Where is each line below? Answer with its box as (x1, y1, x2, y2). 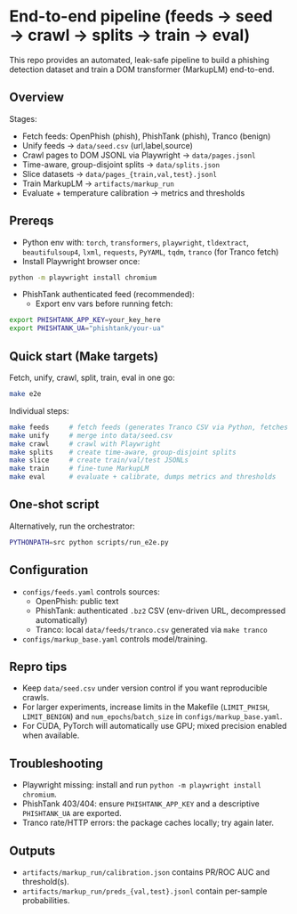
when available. (21, 730, 80, 740)
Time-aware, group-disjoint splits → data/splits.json (21, 158, 221, 170)
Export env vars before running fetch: (35, 298, 173, 309)
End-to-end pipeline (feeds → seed (9, 6, 273, 27)
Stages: (9, 113, 37, 124)
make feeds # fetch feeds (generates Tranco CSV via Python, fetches (9, 423, 289, 432)
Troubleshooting (9, 756, 104, 771)
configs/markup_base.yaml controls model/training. (21, 634, 208, 644)
